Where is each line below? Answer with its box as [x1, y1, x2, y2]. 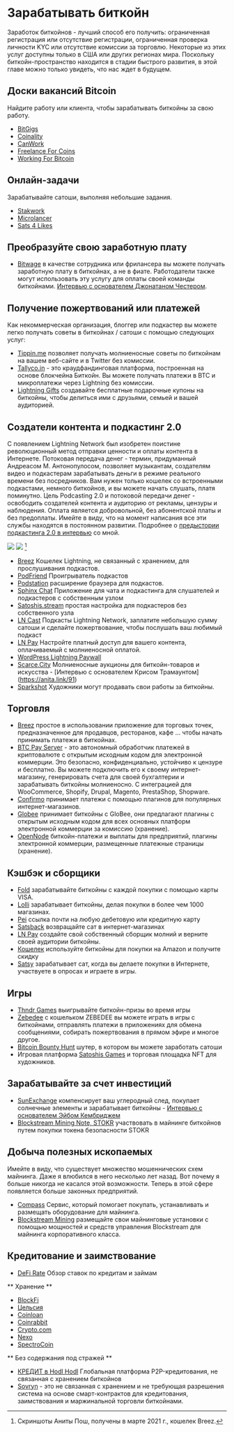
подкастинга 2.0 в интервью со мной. [7, 528, 120, 537]
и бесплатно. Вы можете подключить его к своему [17, 765, 169, 774]
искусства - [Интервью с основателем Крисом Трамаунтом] [17, 668, 199, 676]
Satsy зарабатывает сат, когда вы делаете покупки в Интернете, [17, 960, 210, 968]
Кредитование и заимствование [7, 1250, 157, 1262]
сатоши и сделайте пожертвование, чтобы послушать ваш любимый [17, 623, 223, 631]
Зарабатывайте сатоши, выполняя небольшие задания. [7, 193, 173, 201]
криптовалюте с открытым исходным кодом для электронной [17, 750, 203, 759]
